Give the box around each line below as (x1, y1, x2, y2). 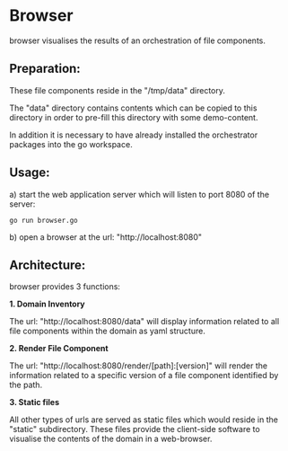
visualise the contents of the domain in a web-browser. (9, 433, 213, 445)
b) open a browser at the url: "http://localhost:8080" (9, 231, 203, 243)
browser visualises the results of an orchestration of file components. (9, 35, 266, 46)
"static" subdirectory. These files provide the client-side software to (9, 424, 260, 435)
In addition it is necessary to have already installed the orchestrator (9, 129, 258, 140)
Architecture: (9, 257, 86, 272)
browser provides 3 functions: (9, 281, 121, 292)
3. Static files (9, 397, 60, 408)
